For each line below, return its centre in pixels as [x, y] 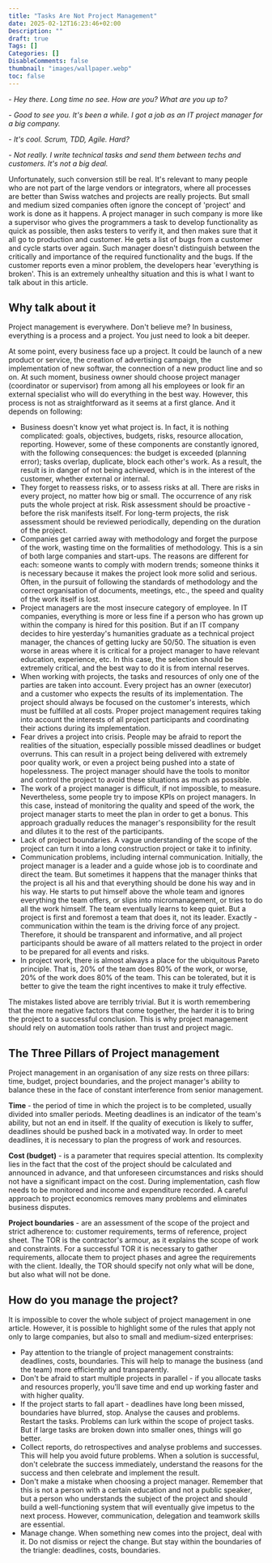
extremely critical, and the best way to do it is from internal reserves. [135, 668]
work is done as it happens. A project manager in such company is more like [136, 213]
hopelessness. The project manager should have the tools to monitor [135, 771]
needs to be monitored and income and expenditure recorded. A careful [128, 1190]
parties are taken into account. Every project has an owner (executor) [136, 686]
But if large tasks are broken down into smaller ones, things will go [131, 1430]
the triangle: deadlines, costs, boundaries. [90, 1550]
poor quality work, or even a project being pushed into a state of [127, 762]
